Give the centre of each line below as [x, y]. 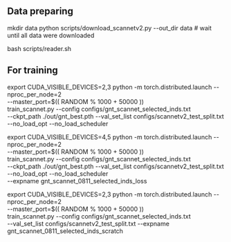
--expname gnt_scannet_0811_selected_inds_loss [77, 181]
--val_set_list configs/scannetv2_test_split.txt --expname [88, 223]
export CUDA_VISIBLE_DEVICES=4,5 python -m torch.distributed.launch [110, 137]
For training [33, 71]
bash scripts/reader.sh [39, 48]
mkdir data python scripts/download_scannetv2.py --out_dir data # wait [110, 28]
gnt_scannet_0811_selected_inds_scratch [65, 231]
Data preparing [40, 11]
